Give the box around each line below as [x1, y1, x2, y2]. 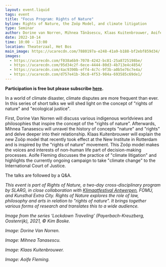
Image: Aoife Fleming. [5, 256, 50, 262]
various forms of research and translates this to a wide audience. [5, 203, 139, 209]
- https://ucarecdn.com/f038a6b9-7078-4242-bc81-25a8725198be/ [9, 58, 142, 63]
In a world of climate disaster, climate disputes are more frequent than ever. [5, 95, 159, 101]
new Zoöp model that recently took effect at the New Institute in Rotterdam [5, 136, 157, 142]
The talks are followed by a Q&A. [5, 172, 72, 178]
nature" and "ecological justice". [5, 105, 71, 112]
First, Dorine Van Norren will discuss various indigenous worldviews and [5, 115, 153, 121]
